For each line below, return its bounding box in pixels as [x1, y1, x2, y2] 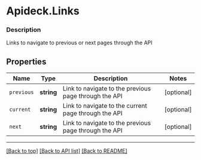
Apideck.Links [6, 4, 80, 18]
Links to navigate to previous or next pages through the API [6, 39, 153, 46]
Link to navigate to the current [62, 102, 148, 110]
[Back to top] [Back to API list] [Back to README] [6, 147, 127, 155]
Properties [6, 56, 47, 67]
